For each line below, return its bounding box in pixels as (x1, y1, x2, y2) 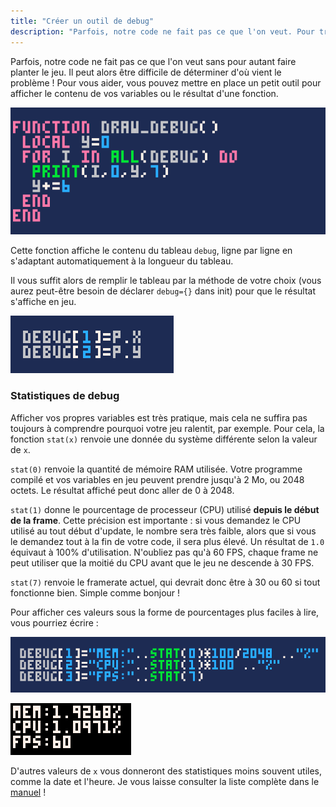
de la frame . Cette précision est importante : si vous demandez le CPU (10, 514, 302, 526)
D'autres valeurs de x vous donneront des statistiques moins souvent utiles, (10, 765, 323, 777)
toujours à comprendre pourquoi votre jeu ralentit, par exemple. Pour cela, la (10, 422, 325, 434)
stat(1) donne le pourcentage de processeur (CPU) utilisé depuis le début (10, 503, 320, 515)
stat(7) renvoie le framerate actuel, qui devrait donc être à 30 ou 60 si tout (10, 576, 321, 588)
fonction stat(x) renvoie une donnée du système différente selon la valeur (10, 433, 318, 445)
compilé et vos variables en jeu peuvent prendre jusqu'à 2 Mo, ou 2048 (10, 473, 305, 485)
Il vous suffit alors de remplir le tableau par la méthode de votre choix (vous (10, 275, 322, 287)
